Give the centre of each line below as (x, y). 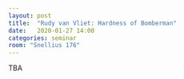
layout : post (30, 16)
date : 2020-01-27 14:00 (51, 30)
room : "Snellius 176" (44, 45)
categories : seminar (43, 38)
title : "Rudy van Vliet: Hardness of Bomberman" (93, 23)
